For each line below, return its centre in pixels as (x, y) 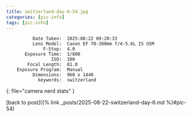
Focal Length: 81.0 (53, 65)
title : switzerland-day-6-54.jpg (47, 12)
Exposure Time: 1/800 (53, 54)
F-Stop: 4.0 (59, 49)
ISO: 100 (63, 60)
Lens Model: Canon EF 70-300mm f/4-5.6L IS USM (93, 44)
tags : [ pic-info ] (27, 22)
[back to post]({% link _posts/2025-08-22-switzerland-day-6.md (85, 103)
